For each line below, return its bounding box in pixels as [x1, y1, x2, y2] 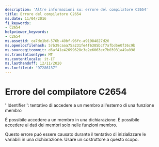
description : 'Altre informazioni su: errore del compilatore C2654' [5, 7, 149, 12]
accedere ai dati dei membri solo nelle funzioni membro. [5, 122, 117, 128]
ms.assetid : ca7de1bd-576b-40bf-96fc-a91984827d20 [5, 39, 110, 44]
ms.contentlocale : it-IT [5, 57, 55, 61]
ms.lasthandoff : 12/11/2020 [5, 61, 62, 66]
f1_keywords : [5, 20, 32, 26]
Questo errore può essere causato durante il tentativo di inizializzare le [5, 131, 146, 137]
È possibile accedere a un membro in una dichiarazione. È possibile [5, 117, 140, 122]
